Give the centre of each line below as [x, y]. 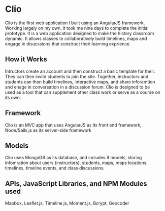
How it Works [26, 60]
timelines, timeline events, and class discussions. [55, 168]
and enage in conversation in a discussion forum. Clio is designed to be [78, 87]
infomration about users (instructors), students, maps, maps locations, [76, 163]
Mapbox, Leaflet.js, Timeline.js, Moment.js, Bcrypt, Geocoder [67, 203]
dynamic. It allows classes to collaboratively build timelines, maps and [76, 39]
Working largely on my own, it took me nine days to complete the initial [77, 28]
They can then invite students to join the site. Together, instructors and [77, 76]
